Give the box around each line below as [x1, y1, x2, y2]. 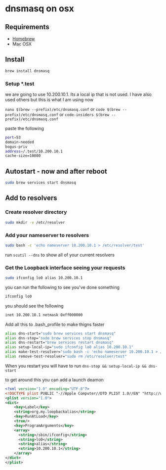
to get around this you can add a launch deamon [5, 376, 104, 382]
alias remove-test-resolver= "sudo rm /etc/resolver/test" [5, 354, 127, 359]
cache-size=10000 [5, 153, 41, 158]
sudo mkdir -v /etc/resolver [5, 220, 65, 225]
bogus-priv [5, 144, 28, 149]
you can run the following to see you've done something [5, 284, 120, 290]
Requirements [5, 23, 49, 31]
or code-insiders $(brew [59, 111, 110, 117]
